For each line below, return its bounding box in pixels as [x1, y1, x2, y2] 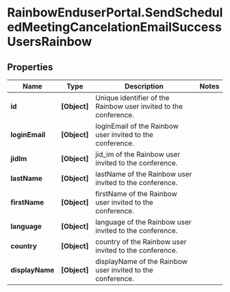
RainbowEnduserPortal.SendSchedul [7, 5, 223, 21]
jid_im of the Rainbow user [95, 149, 181, 159]
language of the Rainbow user [95, 217, 192, 227]
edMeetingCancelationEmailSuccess [7, 19, 222, 35]
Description [124, 82, 164, 90]
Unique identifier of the [95, 93, 170, 102]
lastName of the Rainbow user [95, 169, 192, 179]
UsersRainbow [7, 34, 92, 49]
